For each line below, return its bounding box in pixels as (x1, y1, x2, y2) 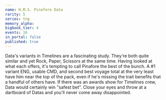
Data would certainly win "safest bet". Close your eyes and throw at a (5, 84, 147, 90)
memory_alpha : (5, 21, 35, 26)
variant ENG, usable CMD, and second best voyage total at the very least (5, 68, 154, 74)
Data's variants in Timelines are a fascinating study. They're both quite (5, 53, 149, 59)
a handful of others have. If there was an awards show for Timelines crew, (5, 79, 157, 85)
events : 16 (5, 30, 28, 35)
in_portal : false (5, 35, 41, 40)
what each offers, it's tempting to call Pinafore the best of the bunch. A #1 (5, 63, 156, 69)
